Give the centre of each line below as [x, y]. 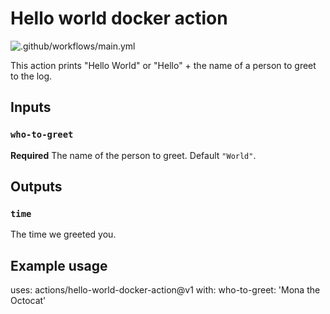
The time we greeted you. [63, 234]
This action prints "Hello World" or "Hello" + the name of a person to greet [163, 65]
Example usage [59, 265]
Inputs [31, 107]
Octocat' [28, 301]
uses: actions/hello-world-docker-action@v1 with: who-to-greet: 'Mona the [165, 290]
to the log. [31, 76]
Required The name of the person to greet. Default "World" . [133, 155]
